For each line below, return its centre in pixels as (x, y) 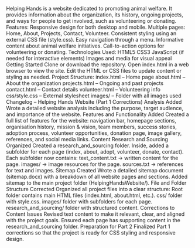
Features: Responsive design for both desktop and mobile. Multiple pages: (96, 27)
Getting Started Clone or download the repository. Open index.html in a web (97, 64)
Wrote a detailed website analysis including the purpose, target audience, (95, 108)
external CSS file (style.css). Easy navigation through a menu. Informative (95, 40)
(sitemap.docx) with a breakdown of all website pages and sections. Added (97, 176)
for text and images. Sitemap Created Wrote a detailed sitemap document (95, 170)
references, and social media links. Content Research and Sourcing (87, 139)
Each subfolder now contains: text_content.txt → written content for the (92, 158)
